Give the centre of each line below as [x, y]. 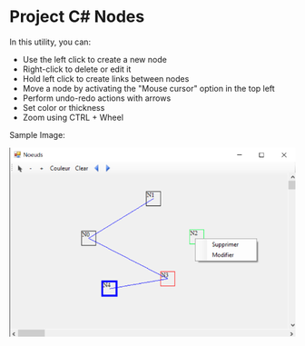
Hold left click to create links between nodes [106, 78]
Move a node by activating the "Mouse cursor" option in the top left [148, 88]
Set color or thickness [64, 107]
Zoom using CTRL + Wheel [73, 117]
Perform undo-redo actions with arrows [97, 98]
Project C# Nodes [77, 17]
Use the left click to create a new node [95, 59]
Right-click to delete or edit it [77, 69]
